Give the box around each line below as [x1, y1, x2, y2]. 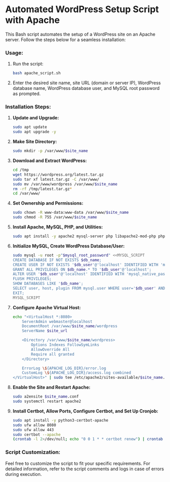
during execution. [5, 471, 42, 477]
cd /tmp [12, 168, 29, 173]
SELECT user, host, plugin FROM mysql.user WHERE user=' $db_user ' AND [12, 286, 165, 291]
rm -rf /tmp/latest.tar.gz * [12, 186, 72, 191]
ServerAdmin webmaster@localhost [22, 319, 93, 324]
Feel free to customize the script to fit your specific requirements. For [5, 460, 151, 466]
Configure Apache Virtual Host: [12, 304, 81, 310]
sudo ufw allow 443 [12, 427, 54, 432]
